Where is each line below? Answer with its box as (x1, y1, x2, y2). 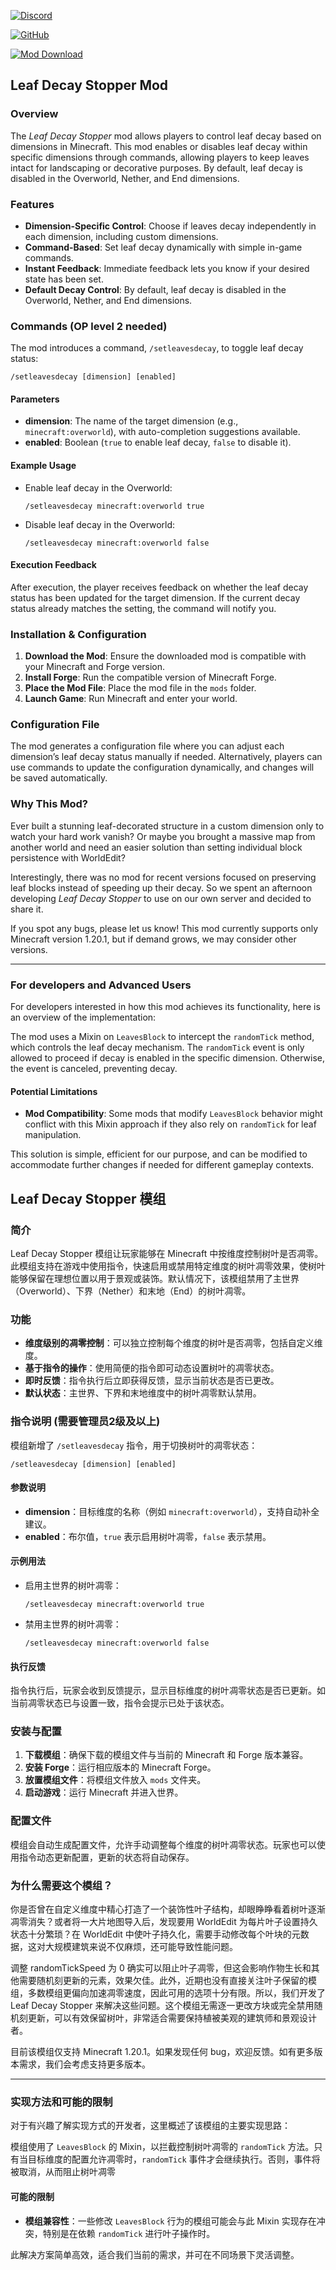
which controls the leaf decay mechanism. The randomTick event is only (10, 1041, 305, 1054)
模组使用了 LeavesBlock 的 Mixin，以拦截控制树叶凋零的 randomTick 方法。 (10, 2141, 315, 2153)
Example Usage (10, 460, 77, 472)
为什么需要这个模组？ (10, 1878, 113, 1892)
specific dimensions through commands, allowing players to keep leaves (10, 151, 310, 163)
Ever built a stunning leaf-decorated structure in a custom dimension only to (10, 820, 325, 832)
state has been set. (24, 273, 104, 285)
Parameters (10, 393, 60, 405)
